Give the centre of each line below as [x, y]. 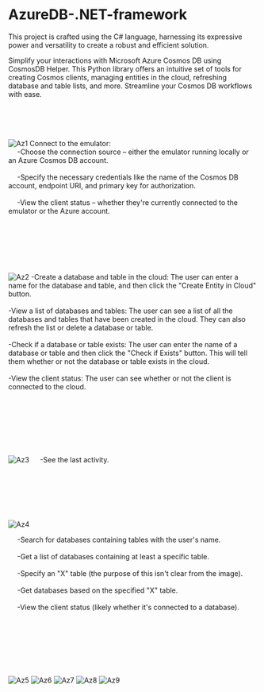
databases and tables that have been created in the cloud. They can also [127, 319]
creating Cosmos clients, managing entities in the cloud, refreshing [118, 77]
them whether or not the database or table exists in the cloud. [109, 361]
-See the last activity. [74, 459]
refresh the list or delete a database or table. [81, 327]
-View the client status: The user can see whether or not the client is [120, 378]
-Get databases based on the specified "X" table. [98, 590]
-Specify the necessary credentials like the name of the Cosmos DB [128, 177]
